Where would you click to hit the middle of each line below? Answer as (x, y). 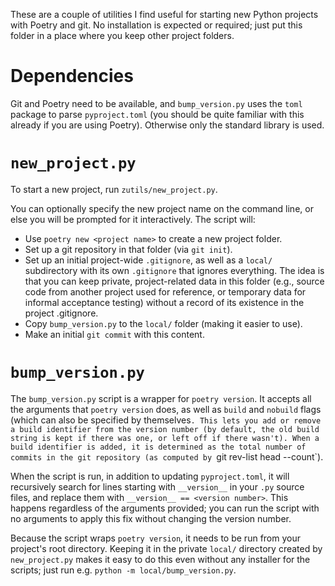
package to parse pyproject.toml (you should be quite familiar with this (157, 114)
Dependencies (72, 76)
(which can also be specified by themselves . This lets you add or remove (166, 420)
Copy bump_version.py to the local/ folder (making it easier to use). (163, 323)
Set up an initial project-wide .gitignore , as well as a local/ (148, 260)
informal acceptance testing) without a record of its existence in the (164, 302)
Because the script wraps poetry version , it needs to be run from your (155, 538)
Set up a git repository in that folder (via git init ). (128, 249)
